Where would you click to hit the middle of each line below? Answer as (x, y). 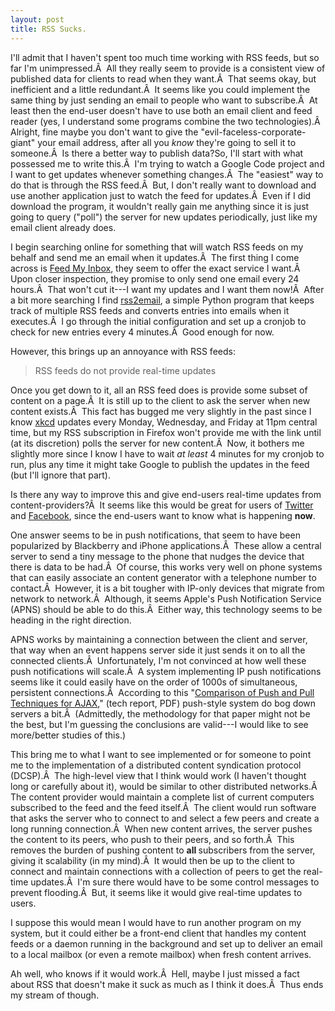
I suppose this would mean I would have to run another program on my (156, 922)
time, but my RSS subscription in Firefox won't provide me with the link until (166, 432)
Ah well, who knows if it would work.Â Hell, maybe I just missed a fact (155, 973)
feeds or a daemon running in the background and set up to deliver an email (166, 943)
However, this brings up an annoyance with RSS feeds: (123, 351)
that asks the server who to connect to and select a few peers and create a (165, 818)
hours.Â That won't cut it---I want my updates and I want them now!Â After (167, 289)
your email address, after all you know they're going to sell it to (167, 142)
